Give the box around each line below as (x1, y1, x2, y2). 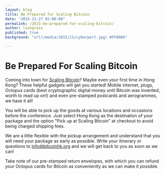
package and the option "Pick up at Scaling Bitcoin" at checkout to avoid (5, 118, 154, 124)
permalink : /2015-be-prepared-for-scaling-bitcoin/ (5, 21, 114, 26)
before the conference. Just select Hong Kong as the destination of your (5, 112, 153, 119)
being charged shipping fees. (5, 123, 65, 129)
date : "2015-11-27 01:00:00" (5, 16, 65, 21)
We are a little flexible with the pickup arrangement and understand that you (5, 132, 161, 138)
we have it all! (5, 97, 33, 104)
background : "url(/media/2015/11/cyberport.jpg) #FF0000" (5, 35, 127, 40)
